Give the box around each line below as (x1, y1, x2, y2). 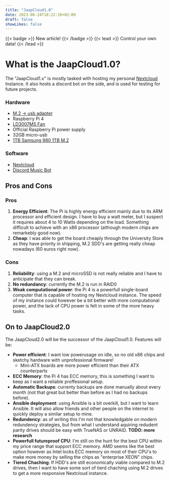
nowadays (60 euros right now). (12, 246, 80, 252)
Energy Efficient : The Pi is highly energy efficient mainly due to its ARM (12, 209, 163, 215)
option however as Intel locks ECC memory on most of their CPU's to (12, 449, 157, 455)
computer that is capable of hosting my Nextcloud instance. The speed (12, 292, 161, 298)
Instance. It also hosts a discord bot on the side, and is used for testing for (5, 81, 161, 87)
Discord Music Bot (12, 167, 52, 173)
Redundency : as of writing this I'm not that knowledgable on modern (12, 416, 157, 422)
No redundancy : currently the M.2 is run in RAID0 (12, 281, 117, 287)
